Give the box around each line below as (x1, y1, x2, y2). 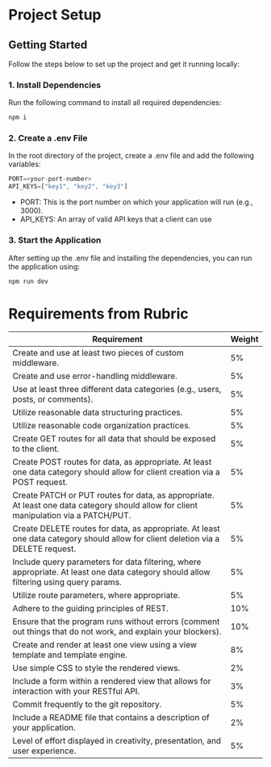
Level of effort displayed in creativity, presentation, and (12, 735, 222, 747)
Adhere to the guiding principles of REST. (12, 603, 169, 614)
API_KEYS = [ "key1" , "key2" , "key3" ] (8, 183, 128, 191)
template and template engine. (12, 649, 127, 660)
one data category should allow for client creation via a (12, 466, 220, 478)
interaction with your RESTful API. (12, 685, 140, 697)
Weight (230, 334, 259, 345)
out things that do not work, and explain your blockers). (12, 626, 222, 638)
